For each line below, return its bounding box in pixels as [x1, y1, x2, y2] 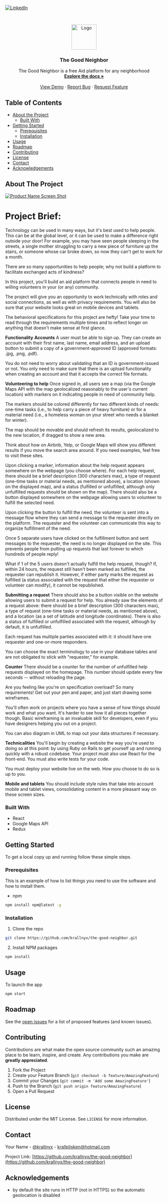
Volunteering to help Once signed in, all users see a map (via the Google [5, 381, 156, 387]
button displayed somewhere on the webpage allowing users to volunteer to [5, 494, 161, 500]
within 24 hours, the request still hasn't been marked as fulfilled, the [5, 566, 145, 572]
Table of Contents [5, 98, 62, 107]
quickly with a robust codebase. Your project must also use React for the [5, 751, 155, 757]
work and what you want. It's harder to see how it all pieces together [5, 709, 146, 715]
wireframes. [5, 694, 30, 700]
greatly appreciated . [5, 1057, 48, 1063]
